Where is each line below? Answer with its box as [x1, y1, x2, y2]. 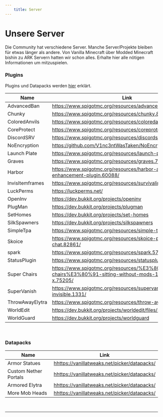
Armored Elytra [7, 382, 42, 389]
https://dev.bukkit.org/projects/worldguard [51, 314, 149, 321]
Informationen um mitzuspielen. [5, 59, 68, 66]
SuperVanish [7, 288, 37, 295]
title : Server [14, 7, 42, 12]
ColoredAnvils [7, 118, 40, 125]
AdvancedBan [7, 103, 40, 109]
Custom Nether [7, 368, 43, 375]
